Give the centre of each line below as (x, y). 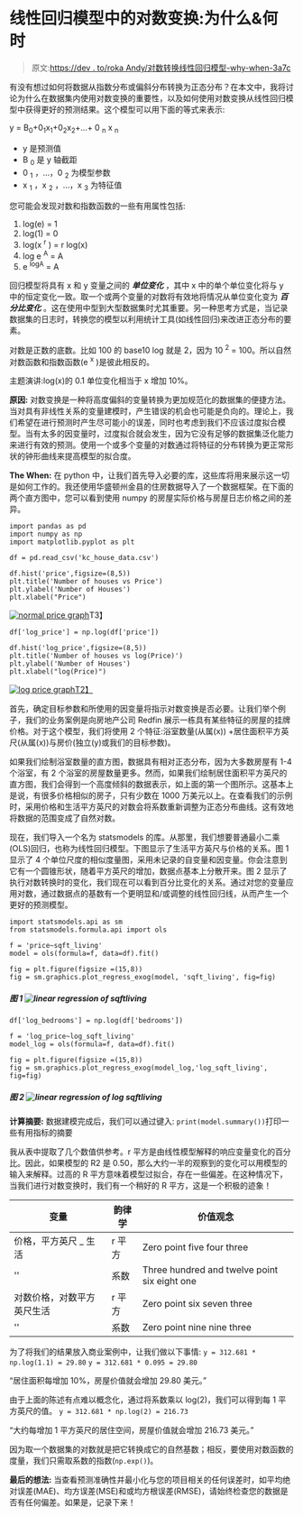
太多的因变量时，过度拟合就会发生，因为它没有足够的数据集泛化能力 (167, 434)
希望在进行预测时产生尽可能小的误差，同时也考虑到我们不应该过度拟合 (147, 423)
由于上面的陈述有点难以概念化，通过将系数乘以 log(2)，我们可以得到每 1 (143, 1400)
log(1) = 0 (40, 234)
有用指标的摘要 (45, 1133)
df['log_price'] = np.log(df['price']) (84, 632)
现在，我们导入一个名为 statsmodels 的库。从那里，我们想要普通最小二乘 (145, 837)
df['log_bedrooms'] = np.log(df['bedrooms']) (96, 1021)
